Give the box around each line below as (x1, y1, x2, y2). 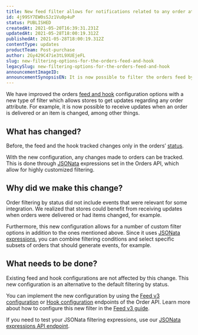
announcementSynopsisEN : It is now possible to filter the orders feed (6, 74, 186, 80)
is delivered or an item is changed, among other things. (6, 110, 140, 117)
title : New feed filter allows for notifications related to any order (6, 8, 186, 15)
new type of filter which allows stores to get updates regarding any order (6, 97, 183, 104)
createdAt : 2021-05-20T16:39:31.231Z (6, 25, 99, 31)
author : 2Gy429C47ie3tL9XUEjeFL (6, 52, 85, 58)
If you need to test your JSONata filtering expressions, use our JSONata (6, 316, 181, 323)
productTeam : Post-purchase (6, 47, 75, 53)
